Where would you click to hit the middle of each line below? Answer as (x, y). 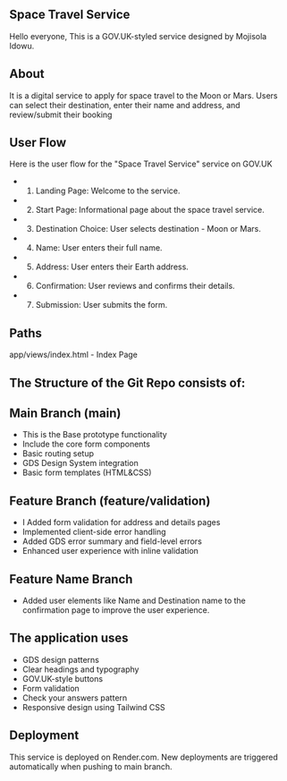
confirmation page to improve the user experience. (116, 610)
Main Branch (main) (65, 414)
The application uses (69, 638)
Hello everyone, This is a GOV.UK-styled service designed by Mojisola (138, 36)
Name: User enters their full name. (99, 248)
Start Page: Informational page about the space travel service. (150, 210)
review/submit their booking (61, 115)
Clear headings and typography (80, 669)
